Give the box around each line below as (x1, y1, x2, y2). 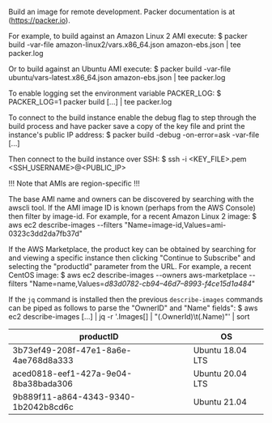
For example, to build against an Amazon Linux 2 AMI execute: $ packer (8, 32, 249, 41)
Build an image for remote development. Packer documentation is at (8, 7, 236, 16)
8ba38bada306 (12, 378, 73, 389)
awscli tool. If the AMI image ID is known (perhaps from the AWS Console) (8, 203, 257, 212)
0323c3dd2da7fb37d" (8, 229, 83, 238)
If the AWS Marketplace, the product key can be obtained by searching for (8, 245, 257, 254)
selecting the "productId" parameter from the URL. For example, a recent (8, 262, 252, 271)
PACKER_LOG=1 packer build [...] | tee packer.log (8, 97, 172, 106)
